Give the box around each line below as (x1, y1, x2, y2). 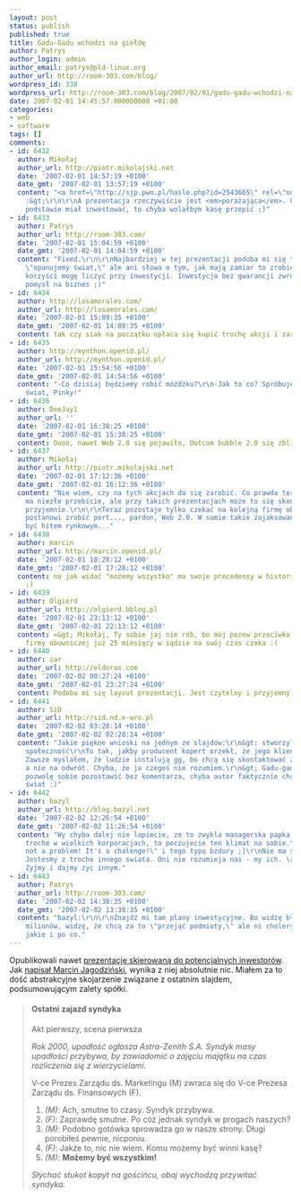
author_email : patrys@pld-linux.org (9, 64, 146, 73)
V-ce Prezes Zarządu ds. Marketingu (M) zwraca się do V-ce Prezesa (30, 1078, 288, 1089)
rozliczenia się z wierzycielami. (30, 1060, 147, 1072)
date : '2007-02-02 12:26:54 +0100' (17, 813, 150, 822)
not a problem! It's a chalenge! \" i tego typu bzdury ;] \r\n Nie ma (25, 846, 287, 856)
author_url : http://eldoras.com (17, 664, 139, 673)
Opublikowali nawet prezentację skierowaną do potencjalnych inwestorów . (9, 954, 284, 965)
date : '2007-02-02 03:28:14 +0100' (17, 722, 150, 731)
